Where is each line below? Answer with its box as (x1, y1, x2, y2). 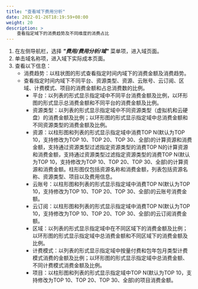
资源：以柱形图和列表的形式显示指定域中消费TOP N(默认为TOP (32, 129, 185, 136)
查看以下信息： (14, 63, 51, 70)
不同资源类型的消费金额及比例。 (32, 122, 111, 129)
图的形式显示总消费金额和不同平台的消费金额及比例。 (32, 99, 163, 106)
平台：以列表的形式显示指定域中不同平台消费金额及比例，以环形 (32, 92, 188, 99)
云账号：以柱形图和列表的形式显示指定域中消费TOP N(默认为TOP (32, 181, 190, 188)
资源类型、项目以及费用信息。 (43, 173, 116, 180)
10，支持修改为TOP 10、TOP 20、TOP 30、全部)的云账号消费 (32, 188, 182, 195)
